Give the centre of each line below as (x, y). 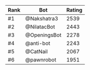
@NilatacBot (40, 27)
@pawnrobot (41, 60)
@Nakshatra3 (42, 19)
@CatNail (37, 51)
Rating (74, 10)
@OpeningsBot (43, 35)
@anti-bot (38, 43)
